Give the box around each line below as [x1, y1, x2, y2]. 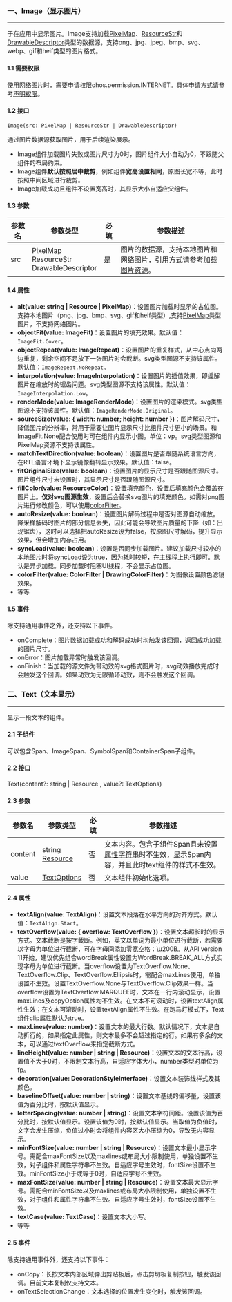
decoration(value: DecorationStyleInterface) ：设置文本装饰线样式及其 [17, 1075, 221, 1083]
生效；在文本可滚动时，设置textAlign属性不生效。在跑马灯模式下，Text [23, 1006, 224, 1014]
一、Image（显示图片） [7, 6, 85, 15]
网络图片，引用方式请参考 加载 [120, 254, 217, 264]
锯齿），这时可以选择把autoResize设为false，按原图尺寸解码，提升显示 [23, 527, 223, 536]
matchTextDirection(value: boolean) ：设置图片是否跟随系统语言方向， [17, 449, 220, 457]
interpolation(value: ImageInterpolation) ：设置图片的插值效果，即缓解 [17, 372, 220, 380]
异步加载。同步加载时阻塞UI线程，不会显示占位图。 [29, 562, 175, 570]
